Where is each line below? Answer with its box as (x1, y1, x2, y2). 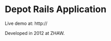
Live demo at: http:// (5, 20, 48, 26)
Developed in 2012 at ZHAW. (5, 30, 65, 36)
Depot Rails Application (5, 4, 107, 15)
